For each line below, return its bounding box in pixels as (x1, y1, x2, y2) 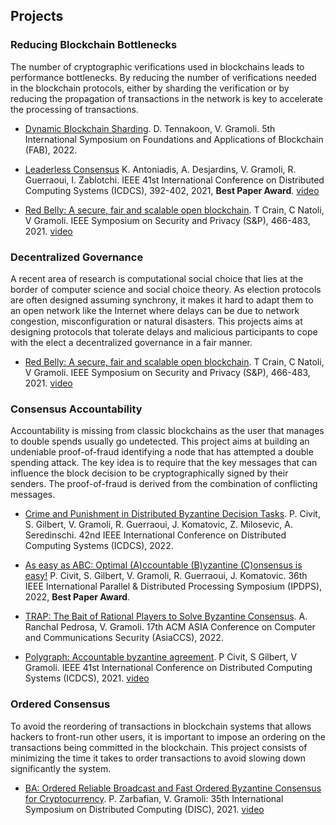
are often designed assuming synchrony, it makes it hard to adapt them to (10, 294, 314, 306)
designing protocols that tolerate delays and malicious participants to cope (10, 325, 318, 338)
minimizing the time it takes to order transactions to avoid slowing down (10, 752, 307, 764)
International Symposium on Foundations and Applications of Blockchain (24, 133, 324, 145)
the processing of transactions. (10, 103, 139, 115)
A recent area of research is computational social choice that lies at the (10, 272, 304, 284)
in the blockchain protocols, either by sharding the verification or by (10, 82, 290, 94)
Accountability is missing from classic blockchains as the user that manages (10, 425, 325, 437)
